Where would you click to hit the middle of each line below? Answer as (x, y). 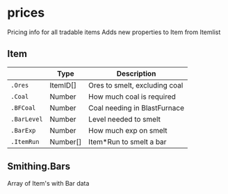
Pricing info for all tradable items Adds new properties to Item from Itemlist (114, 32)
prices (26, 13)
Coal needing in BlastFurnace (136, 108)
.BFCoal (23, 108)
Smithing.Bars (39, 167)
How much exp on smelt (128, 130)
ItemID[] (63, 85)
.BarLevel (27, 119)
